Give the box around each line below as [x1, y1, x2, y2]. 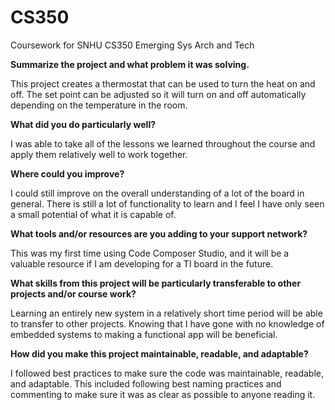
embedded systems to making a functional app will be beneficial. [10, 328, 278, 340]
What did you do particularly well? [10, 118, 157, 130]
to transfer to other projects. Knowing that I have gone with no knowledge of [10, 317, 325, 330]
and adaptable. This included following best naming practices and [10, 377, 282, 390]
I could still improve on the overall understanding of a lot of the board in [10, 187, 305, 199]
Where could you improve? [10, 167, 125, 180]
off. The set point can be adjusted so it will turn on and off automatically [10, 88, 307, 100]
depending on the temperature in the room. [10, 99, 188, 111]
